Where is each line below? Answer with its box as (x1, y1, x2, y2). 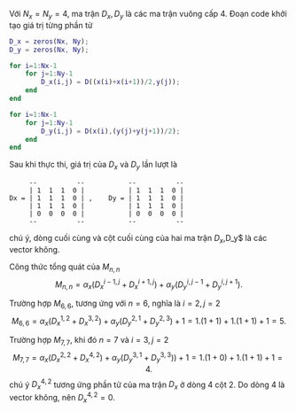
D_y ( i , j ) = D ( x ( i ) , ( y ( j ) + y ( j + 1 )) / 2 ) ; (41, 127, 181, 136)
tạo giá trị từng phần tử (9, 19, 93, 30)
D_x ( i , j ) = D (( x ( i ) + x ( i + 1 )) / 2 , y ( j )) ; (41, 78, 181, 87)
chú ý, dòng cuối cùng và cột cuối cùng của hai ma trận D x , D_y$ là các (9, 233, 268, 245)
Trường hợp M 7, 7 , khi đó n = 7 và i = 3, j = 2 (9, 335, 169, 347)
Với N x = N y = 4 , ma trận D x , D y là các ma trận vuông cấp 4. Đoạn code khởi (9, 9, 288, 21)
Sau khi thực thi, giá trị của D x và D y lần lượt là (9, 159, 178, 172)
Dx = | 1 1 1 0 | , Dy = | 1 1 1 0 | (9, 194, 184, 203)
